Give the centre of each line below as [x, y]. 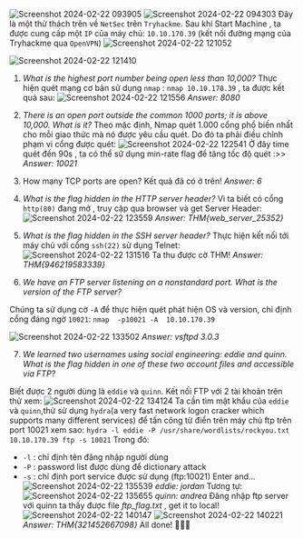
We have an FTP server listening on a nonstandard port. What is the [150, 282]
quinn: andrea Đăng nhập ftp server [222, 496]
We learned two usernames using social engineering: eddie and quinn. [155, 354]
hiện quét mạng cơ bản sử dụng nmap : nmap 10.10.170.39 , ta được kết [153, 88]
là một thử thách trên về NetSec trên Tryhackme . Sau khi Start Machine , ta [145, 24]
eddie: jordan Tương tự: [199, 486]
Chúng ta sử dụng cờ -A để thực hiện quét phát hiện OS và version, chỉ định [151, 309]
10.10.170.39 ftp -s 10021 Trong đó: [79, 439]
